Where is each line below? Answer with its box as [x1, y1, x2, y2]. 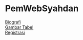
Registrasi [5, 29, 25, 35]
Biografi [5, 19, 21, 25]
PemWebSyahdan [5, 3, 79, 14]
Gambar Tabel [5, 24, 34, 30]
